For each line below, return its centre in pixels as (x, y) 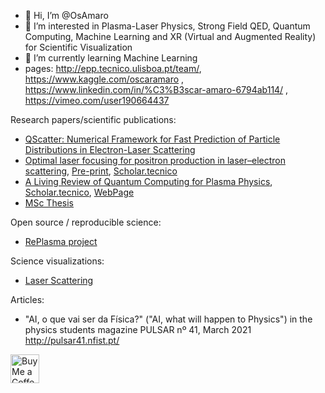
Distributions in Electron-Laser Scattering (110, 149)
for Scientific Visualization (78, 47)
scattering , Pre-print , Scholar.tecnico (101, 171)
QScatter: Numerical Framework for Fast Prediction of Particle (152, 139)
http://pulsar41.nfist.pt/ (72, 340)
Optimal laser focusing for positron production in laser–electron (155, 160)
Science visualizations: (57, 261)
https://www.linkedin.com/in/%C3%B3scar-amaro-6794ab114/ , (156, 89)
